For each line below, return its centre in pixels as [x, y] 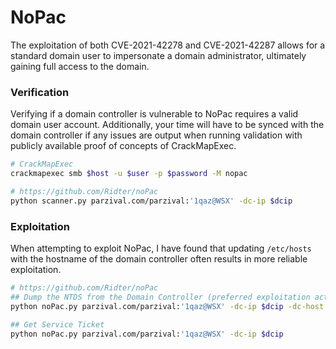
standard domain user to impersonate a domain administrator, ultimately [158, 55]
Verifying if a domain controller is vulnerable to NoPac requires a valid [154, 114]
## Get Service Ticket [57, 324]
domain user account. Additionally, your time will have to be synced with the [167, 125]
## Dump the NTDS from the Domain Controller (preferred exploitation [160, 297]
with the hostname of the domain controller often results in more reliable [159, 259]
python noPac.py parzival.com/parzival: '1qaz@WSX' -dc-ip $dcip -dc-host [167, 306]
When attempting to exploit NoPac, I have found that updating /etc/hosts [161, 248]
